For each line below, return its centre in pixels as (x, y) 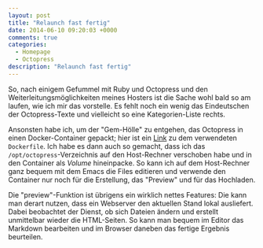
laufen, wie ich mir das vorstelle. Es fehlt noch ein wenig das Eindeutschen (129, 105)
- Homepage (33, 52)
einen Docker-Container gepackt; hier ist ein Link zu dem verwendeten (123, 138)
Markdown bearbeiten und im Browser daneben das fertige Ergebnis (119, 228)
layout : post (29, 15)
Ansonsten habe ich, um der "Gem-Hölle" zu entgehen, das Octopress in (126, 129)
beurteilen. (26, 236)
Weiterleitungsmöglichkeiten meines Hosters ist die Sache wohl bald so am (130, 97)
